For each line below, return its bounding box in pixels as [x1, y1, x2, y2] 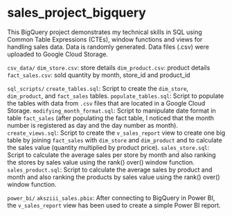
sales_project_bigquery [7, 5, 147, 21]
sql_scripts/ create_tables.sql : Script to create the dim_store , [7, 84, 189, 92]
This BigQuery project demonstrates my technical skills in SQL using [7, 28, 202, 36]
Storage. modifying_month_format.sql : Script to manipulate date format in [7, 106, 216, 115]
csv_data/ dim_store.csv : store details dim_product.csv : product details [7, 63, 211, 72]
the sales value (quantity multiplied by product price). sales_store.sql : [7, 143, 210, 151]
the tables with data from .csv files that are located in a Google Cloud [7, 99, 206, 107]
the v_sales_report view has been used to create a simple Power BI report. [7, 201, 221, 209]
